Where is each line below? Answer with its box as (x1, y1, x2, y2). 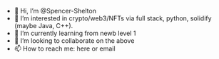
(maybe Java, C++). (14, 22, 73, 29)
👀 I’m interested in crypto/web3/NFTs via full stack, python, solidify (14, 14, 212, 22)
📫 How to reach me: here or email (14, 44, 116, 53)
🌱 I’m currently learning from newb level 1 (14, 29, 136, 37)
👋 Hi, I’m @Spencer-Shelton (14, 7, 96, 15)
